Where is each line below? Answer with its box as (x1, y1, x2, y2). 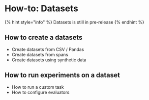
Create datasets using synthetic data (11, 57, 87, 63)
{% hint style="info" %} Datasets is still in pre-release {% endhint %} (4, 19, 145, 25)
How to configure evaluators (11, 89, 70, 95)
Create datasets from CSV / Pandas (11, 46, 84, 52)
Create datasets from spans (11, 51, 68, 57)
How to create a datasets (4, 33, 83, 42)
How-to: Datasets (4, 3, 78, 14)
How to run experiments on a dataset (4, 71, 120, 79)
